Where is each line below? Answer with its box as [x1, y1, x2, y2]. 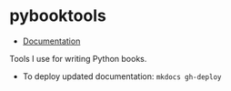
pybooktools [9, 5, 106, 26]
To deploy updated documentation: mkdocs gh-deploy [22, 70, 222, 82]
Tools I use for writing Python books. [9, 53, 147, 64]
